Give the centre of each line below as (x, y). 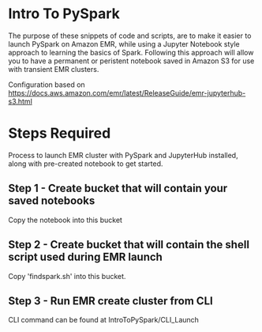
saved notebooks (52, 201)
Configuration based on (47, 85)
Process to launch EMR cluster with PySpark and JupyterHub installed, (123, 155)
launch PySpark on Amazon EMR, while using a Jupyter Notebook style (124, 43)
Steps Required (60, 133)
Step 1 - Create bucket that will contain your (118, 189)
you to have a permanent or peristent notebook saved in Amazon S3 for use (131, 61)
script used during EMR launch (86, 257)
